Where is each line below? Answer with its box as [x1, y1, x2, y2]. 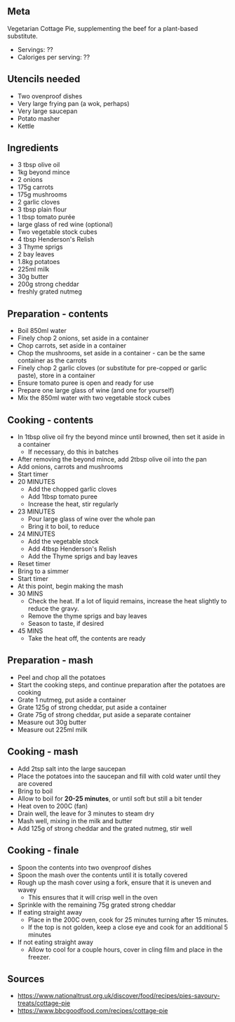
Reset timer [17, 560, 51, 568]
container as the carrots [17, 356, 87, 365]
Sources [7, 973, 45, 985]
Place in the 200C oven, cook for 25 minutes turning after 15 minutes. [27, 915, 229, 924]
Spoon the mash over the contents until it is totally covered [17, 870, 188, 879]
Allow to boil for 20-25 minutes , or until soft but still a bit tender [17, 794, 203, 803]
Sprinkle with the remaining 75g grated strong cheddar [17, 900, 176, 909]
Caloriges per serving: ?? [17, 53, 90, 61]
